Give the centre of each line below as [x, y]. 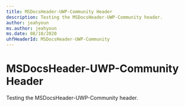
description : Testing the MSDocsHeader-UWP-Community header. [84, 17]
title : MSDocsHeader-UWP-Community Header [59, 12]
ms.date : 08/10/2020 [32, 34]
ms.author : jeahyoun [32, 28]
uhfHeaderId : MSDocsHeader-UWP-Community [58, 39]
